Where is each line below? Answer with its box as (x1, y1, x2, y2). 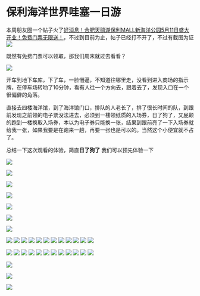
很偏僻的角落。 (6, 91, 43, 98)
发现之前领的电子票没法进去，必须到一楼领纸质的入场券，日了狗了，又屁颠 (11, 111, 194, 118)
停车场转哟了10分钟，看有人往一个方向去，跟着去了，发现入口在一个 (21, 84, 189, 91)
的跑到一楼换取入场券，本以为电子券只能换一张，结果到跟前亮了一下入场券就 (6, 119, 194, 126)
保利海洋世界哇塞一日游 (6, 5, 121, 19)
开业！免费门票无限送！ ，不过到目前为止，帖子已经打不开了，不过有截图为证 (6, 33, 194, 41)
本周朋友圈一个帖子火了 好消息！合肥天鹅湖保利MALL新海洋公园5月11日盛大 (6, 26, 189, 33)
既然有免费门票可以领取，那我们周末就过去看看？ (6, 52, 126, 60)
